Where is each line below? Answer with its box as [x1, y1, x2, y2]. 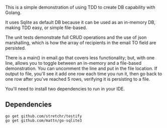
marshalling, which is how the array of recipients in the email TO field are [5, 40, 156, 46]
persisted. [5, 45, 26, 51]
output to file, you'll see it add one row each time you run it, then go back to [5, 71, 162, 77]
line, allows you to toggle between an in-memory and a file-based [5, 60, 142, 66]
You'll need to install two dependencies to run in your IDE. [5, 86, 125, 92]
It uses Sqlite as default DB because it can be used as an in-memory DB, [5, 20, 156, 25]
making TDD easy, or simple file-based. [5, 25, 87, 31]
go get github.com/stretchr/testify [5, 113, 82, 118]
